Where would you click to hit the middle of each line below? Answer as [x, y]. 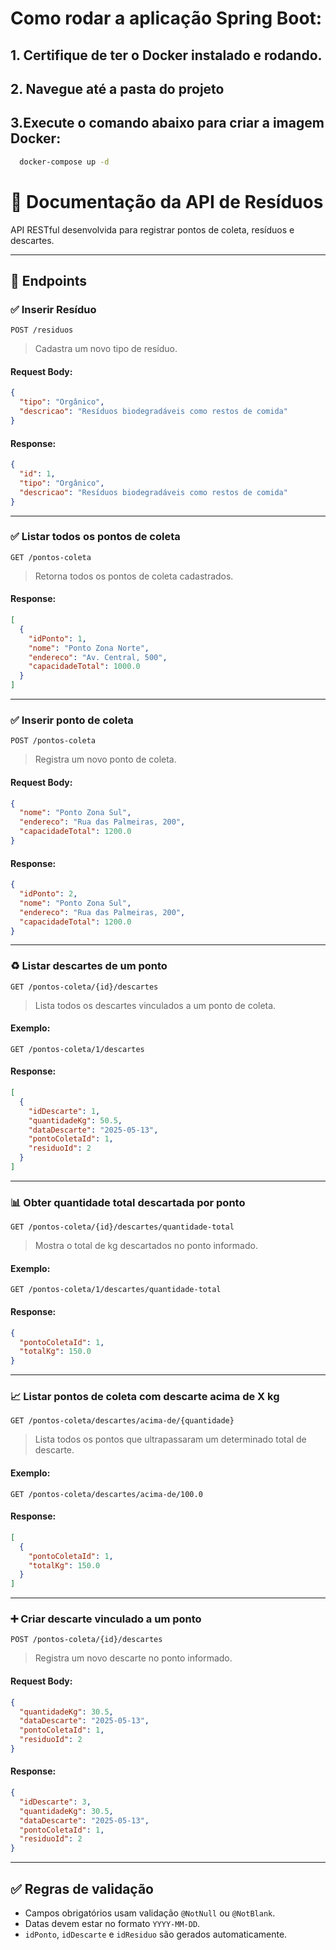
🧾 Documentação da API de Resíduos [167, 201]
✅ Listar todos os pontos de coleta [95, 537]
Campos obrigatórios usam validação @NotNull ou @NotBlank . [150, 1913]
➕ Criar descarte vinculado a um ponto [106, 1619]
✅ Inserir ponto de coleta [72, 720]
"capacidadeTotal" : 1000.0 [84, 667]
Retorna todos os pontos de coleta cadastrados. [134, 576]
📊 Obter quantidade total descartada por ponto [128, 1202]
